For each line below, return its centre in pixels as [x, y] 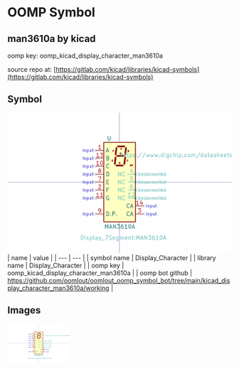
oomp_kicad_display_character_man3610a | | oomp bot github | [100, 273]
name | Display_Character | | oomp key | [66, 265]
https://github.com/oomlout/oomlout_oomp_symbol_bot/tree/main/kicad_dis [119, 280]
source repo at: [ [32, 69]
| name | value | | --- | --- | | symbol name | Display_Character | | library [112, 257]
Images [24, 310]
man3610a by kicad [52, 39]
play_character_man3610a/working [58, 288]
